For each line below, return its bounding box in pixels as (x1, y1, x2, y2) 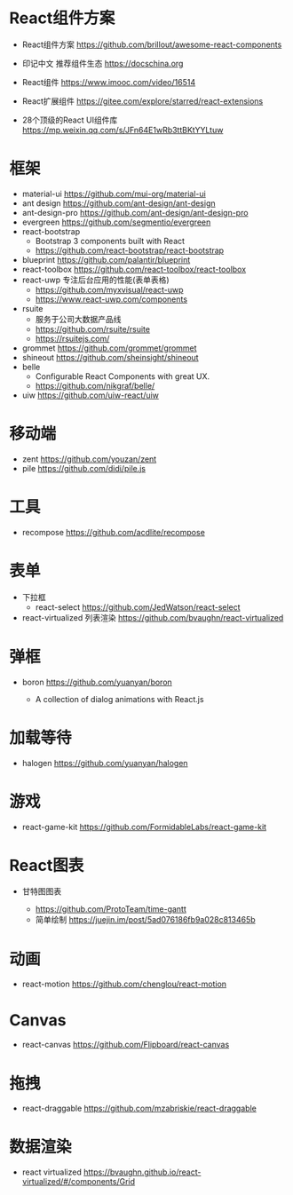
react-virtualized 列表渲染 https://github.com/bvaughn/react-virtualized (21, 612, 284, 622)
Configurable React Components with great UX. (35, 370, 210, 382)
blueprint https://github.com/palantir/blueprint (21, 254, 191, 265)
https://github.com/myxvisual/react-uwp (35, 284, 184, 295)
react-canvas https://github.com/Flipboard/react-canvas (21, 1040, 230, 1050)
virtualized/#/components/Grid (21, 1176, 136, 1187)
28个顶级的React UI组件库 (21, 115, 118, 125)
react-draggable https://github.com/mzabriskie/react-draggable (21, 1103, 257, 1114)
